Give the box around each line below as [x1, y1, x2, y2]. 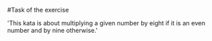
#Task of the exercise [7, 6, 70, 14]
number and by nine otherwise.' [7, 27, 98, 34]
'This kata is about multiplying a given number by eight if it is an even [7, 19, 206, 27]
